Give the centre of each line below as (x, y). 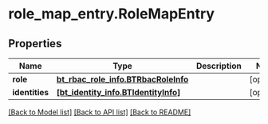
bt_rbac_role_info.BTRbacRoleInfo (122, 79)
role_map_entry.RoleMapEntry (112, 14)
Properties (35, 44)
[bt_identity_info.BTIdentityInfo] (118, 92)
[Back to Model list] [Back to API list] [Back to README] (100, 112)
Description (219, 66)
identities (31, 92)
